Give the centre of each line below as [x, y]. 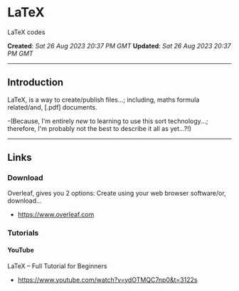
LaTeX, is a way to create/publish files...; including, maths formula [103, 100]
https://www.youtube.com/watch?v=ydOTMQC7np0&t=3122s [107, 280]
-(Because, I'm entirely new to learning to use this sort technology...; [108, 121]
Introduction [36, 83]
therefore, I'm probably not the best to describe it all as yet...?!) [100, 128]
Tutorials [23, 233]
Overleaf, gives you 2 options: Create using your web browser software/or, [117, 194]
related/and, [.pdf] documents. [52, 107]
